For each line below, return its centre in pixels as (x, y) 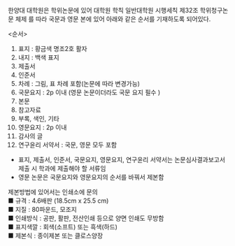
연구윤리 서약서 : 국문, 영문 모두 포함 (67, 145)
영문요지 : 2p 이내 (42, 127)
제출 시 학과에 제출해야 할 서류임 (62, 168)
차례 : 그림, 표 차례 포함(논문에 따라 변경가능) (79, 84)
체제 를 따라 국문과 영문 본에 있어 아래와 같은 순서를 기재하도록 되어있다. (113, 19)
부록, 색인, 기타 (39, 118)
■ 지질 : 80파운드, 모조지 (43, 209)
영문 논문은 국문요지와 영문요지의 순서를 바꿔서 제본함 (91, 177)
